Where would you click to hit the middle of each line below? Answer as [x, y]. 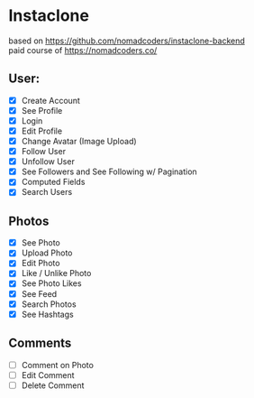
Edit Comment [48, 375]
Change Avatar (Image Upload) [79, 141]
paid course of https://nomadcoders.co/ [83, 50]
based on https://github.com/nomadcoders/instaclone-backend [127, 41]
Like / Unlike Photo [56, 273]
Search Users [47, 192]
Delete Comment [53, 385]
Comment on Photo [57, 365]
